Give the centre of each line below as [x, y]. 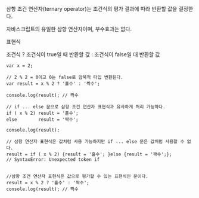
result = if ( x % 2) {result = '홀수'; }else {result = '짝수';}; [89, 154]
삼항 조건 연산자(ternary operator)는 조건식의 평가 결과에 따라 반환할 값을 [92, 9]
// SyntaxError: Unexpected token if [53, 160]
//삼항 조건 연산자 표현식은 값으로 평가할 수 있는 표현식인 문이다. [77, 176]
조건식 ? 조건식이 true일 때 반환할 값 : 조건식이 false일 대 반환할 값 [83, 54]
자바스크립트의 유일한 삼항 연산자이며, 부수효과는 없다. [69, 29]
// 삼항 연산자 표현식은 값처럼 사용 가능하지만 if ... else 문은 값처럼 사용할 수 [95, 142]
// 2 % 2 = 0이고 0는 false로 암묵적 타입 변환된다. [65, 77]
